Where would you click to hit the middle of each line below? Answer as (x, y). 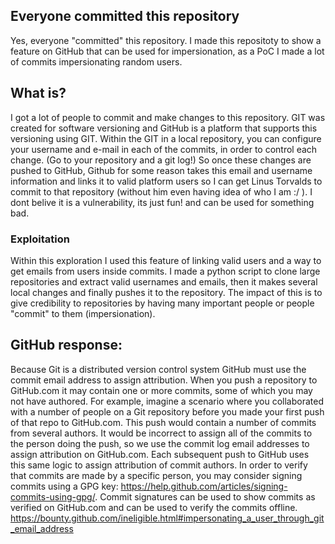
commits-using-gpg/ (53, 496)
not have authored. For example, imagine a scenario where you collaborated (167, 401)
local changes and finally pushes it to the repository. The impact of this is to (166, 292)
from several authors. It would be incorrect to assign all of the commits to (161, 433)
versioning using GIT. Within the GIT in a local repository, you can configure (166, 138)
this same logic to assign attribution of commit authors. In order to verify (159, 465)
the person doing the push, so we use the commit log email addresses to (160, 443)
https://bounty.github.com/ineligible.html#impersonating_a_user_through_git (167, 518)
